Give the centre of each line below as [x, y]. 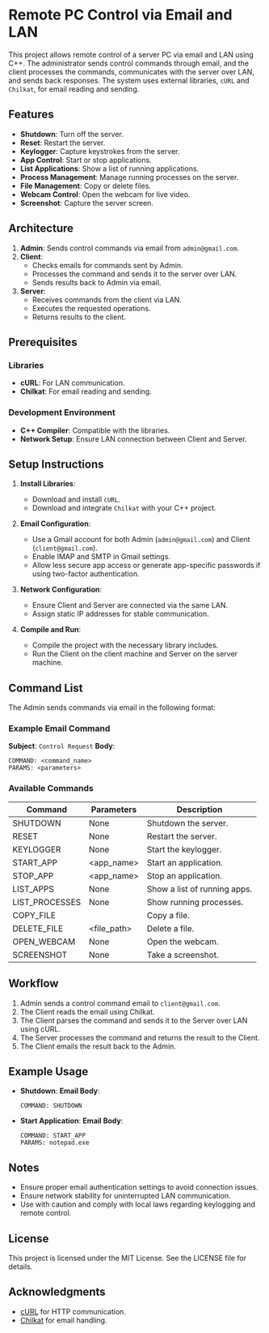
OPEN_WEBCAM [44, 942]
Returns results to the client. [79, 317]
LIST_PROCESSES [47, 902]
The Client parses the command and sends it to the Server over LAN [134, 1020]
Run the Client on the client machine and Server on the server [135, 654]
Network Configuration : [61, 590]
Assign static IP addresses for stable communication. [120, 614]
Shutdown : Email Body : [60, 1091]
